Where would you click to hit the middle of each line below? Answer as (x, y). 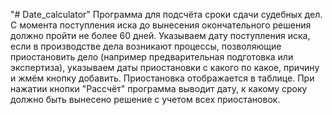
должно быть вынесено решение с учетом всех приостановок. (145, 99)
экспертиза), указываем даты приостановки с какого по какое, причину (165, 67)
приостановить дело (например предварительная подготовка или (152, 57)
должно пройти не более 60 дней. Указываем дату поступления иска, (160, 35)
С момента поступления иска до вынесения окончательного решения (161, 25)
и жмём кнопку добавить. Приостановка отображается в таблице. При (162, 78)
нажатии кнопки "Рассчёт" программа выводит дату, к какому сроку (159, 88)
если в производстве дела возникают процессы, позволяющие (146, 46)
